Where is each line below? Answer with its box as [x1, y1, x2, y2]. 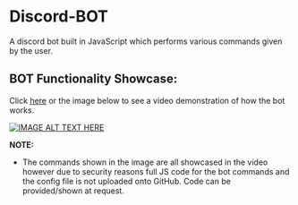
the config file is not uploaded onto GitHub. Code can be [21, 175, 231, 186]
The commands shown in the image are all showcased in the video [21, 157, 268, 167]
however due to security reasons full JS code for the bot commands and [21, 166, 290, 176]
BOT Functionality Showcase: [9, 72, 178, 87]
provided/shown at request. [21, 185, 125, 196]
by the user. [9, 45, 54, 56]
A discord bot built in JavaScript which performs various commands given [9, 36, 283, 47]
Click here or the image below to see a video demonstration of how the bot [9, 95, 285, 106]
